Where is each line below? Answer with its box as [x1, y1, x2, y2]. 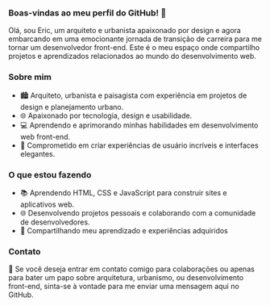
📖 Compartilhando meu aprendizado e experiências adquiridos [19, 225, 228, 235]
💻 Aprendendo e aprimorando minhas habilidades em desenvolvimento [19, 120, 259, 130]
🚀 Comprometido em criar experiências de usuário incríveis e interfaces [19, 140, 260, 150]
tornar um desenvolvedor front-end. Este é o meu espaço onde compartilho [8, 43, 260, 52]
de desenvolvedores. [19, 217, 90, 227]
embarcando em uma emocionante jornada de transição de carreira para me [8, 34, 262, 44]
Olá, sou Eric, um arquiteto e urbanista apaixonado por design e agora [8, 26, 242, 36]
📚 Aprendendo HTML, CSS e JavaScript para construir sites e [19, 187, 227, 197]
